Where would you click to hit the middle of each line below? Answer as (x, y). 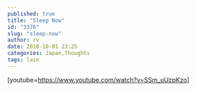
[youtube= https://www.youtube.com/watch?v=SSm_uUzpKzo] (98, 80)
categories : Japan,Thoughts (49, 54)
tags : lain (23, 60)
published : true (31, 14)
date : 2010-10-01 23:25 (43, 47)
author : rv (23, 40)
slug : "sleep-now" (34, 34)
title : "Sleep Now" (36, 20)
